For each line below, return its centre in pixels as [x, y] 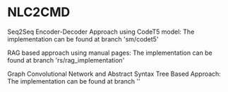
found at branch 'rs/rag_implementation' [66, 60]
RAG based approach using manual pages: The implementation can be [110, 53]
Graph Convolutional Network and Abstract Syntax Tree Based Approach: [114, 74]
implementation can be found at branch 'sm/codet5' [83, 39]
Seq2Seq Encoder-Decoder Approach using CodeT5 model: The [101, 32]
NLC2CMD [39, 12]
